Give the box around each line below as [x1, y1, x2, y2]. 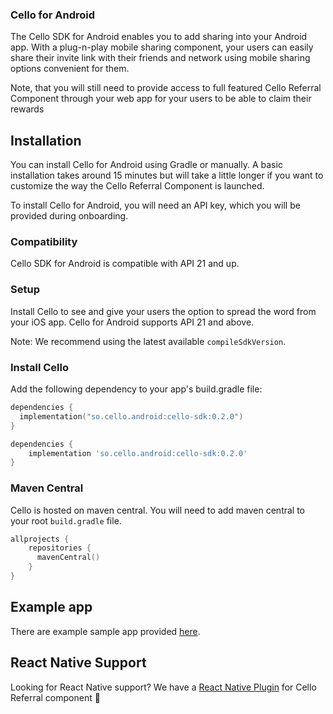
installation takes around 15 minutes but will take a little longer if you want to [10, 169, 324, 182]
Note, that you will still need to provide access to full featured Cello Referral [10, 82, 322, 94]
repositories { [28, 543, 92, 553]
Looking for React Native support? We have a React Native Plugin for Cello [10, 681, 317, 693]
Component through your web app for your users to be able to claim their [10, 93, 312, 105]
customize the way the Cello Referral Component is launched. [10, 180, 265, 192]
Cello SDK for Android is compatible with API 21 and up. [10, 258, 240, 270]
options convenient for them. [10, 63, 130, 75]
